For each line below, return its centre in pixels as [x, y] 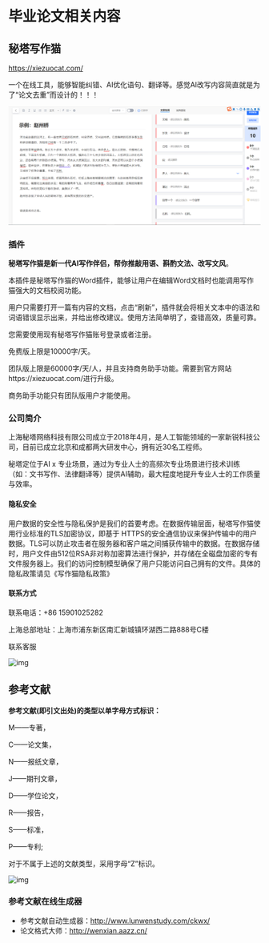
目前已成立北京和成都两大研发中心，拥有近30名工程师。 [114, 447]
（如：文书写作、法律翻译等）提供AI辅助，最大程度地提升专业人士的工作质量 [134, 474]
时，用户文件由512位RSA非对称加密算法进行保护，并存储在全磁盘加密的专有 [133, 553]
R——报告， [28, 813]
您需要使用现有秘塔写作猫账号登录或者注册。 [82, 335]
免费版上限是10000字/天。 [52, 351]
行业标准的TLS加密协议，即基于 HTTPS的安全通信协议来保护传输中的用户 [136, 533]
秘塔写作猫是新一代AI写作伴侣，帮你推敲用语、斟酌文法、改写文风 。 [121, 263]
